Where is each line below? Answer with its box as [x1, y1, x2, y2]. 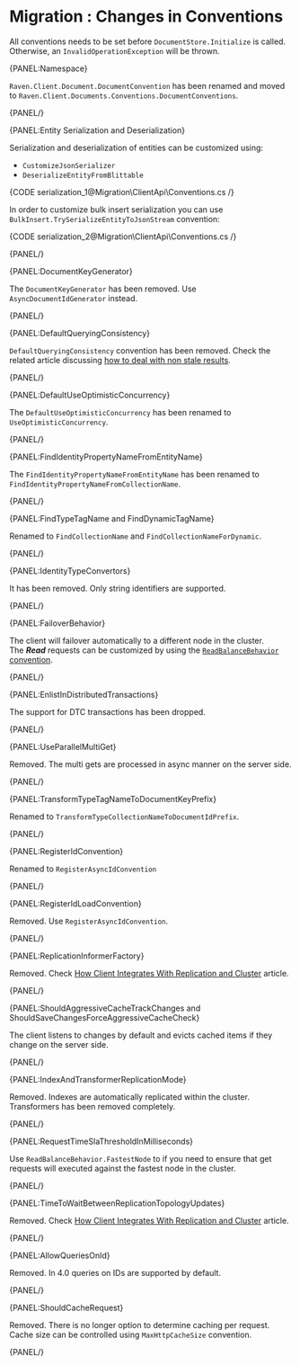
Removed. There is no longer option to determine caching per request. [9, 1319, 270, 1330]
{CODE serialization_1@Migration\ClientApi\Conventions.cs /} [9, 186, 235, 197]
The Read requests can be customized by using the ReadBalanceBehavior [9, 645, 279, 656]
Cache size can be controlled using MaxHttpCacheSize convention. [9, 1329, 252, 1340]
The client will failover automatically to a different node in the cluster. [9, 635, 265, 646]
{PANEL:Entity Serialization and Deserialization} [9, 124, 186, 136]
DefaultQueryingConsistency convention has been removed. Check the [9, 344, 271, 356]
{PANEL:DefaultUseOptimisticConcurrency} [9, 389, 171, 400]
